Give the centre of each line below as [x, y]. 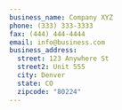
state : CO [35, 83]
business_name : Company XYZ [61, 17]
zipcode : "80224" [49, 91]
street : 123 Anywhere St [63, 59]
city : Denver [41, 75]
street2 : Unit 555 [52, 67]
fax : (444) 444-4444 [48, 34]
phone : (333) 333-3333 [51, 26]
